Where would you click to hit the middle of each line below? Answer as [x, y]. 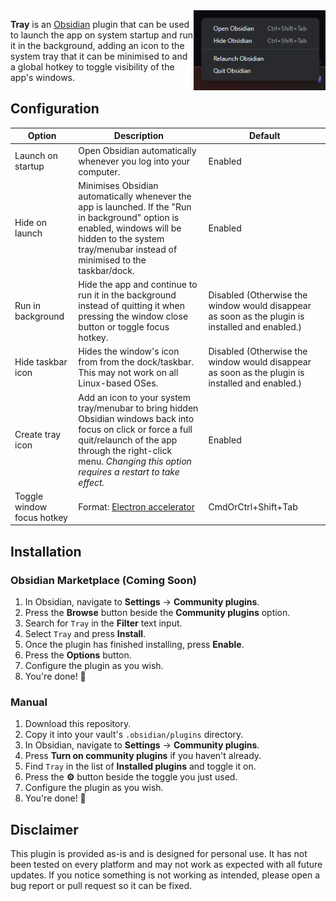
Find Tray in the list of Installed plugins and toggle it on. [140, 766]
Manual [29, 702]
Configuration [55, 109]
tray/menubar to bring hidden [138, 408]
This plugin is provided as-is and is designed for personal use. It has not [159, 854]
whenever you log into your [134, 161]
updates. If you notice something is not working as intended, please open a [165, 875]
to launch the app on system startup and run [101, 35]
